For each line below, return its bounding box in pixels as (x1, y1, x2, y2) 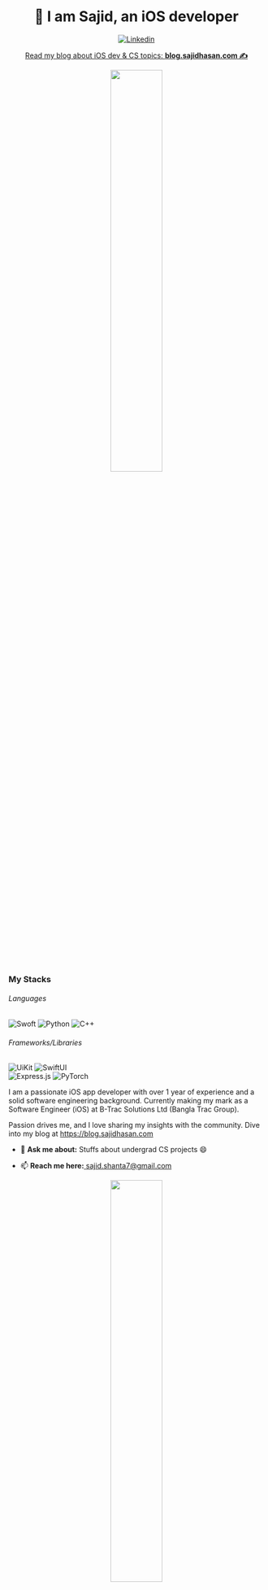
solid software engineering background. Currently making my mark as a (8, 1096, 249, 1106)
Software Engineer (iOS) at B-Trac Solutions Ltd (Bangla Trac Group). (8, 1104, 240, 1114)
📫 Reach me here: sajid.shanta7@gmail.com (19, 1161, 172, 1171)
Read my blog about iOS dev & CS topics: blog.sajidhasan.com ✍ (24, 50, 249, 60)
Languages (8, 994, 47, 1003)
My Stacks (8, 973, 51, 985)
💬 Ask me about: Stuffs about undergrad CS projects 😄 (19, 1145, 207, 1155)
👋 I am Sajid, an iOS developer (33, 7, 240, 26)
